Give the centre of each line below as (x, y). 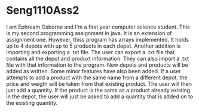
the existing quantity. (32, 102)
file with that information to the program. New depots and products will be (97, 65)
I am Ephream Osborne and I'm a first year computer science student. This (98, 27)
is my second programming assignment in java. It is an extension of (89, 33)
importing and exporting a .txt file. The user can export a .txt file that (91, 52)
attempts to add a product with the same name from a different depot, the (97, 77)
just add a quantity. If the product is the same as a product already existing (98, 90)
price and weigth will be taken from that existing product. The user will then (99, 83)
